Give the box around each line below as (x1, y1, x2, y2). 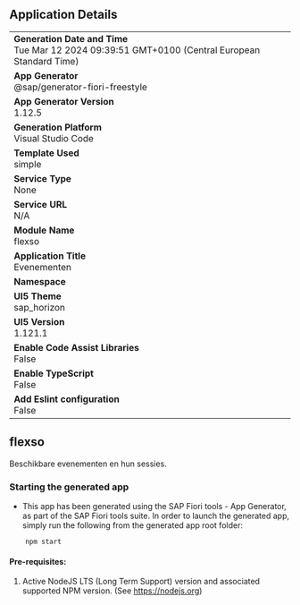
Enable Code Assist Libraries (13, 341, 140, 354)
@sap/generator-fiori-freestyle (13, 81, 147, 93)
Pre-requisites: (9, 556, 67, 567)
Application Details (9, 7, 118, 22)
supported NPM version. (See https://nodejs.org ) (21, 585, 203, 596)
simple (13, 158, 42, 170)
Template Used (13, 147, 80, 159)
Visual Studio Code (13, 132, 94, 144)
